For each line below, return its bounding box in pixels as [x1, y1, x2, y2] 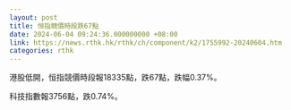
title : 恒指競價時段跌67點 [9, 21, 99, 30]
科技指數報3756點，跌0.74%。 [9, 91, 123, 102]
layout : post [9, 13, 58, 22]
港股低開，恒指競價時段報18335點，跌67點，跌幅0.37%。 [9, 72, 222, 83]
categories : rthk [9, 47, 74, 55]
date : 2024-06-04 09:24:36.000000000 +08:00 [9, 30, 178, 38]
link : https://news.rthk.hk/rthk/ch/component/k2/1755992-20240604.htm [9, 38, 282, 47]
